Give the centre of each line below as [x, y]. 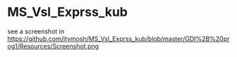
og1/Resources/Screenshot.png [53, 46]
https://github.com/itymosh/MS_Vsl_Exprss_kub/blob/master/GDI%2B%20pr [119, 38]
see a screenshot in [36, 31]
